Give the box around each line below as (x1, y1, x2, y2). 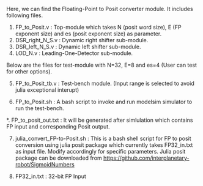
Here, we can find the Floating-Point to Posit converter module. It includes (6, 6, 194, 12)
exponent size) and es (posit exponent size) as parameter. (15, 30, 162, 37)
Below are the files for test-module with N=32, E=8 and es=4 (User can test (6, 61, 197, 69)
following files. (6, 12, 43, 19)
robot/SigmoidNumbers (15, 161, 75, 168)
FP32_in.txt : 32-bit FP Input (15, 173, 87, 180)
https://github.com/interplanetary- (103, 154, 190, 162)
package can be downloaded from (15, 154, 102, 162)
